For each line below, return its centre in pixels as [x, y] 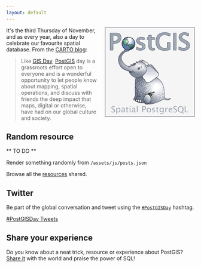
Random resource [40, 137]
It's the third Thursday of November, [51, 30]
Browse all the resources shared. [47, 174]
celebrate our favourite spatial [43, 43]
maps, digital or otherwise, [54, 105]
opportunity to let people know [59, 80]
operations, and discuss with [56, 93]
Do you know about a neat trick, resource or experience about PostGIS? [95, 252]
